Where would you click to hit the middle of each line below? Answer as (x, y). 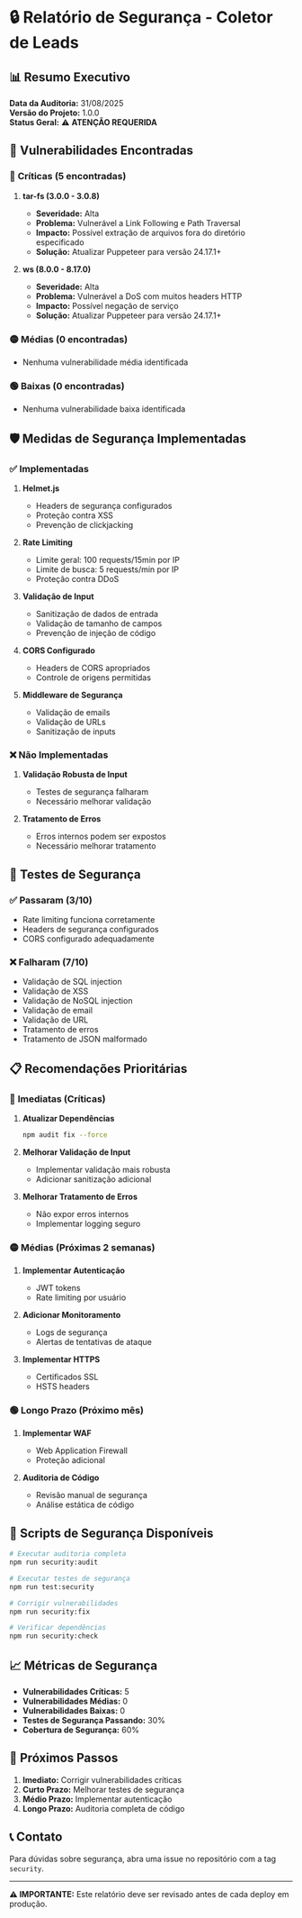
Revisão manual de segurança (92, 1495)
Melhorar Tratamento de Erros (80, 1196)
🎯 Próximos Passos (64, 1758)
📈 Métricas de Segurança (84, 1665)
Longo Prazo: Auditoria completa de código (103, 1808)
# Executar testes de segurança (70, 1578)
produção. (28, 1904)
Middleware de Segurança (72, 695)
